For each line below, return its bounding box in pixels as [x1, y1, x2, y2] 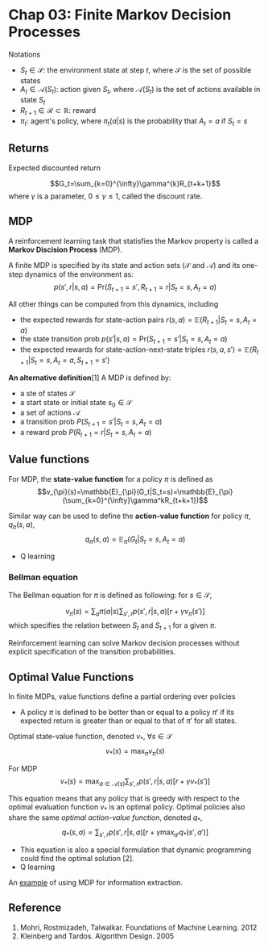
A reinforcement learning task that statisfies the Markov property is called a [8, 236, 259, 245]
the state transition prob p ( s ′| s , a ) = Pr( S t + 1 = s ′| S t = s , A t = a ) [19, 334, 228, 345]
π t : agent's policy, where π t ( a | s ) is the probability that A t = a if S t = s [19, 116, 248, 128]
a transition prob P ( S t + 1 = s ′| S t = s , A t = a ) [19, 417, 163, 429]
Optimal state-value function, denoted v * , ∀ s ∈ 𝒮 [8, 732, 172, 743]
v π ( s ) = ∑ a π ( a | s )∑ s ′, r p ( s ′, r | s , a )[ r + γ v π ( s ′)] [65, 606, 205, 618]
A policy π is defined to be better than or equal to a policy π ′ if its [19, 708, 235, 717]
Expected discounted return [8, 163, 101, 173]
